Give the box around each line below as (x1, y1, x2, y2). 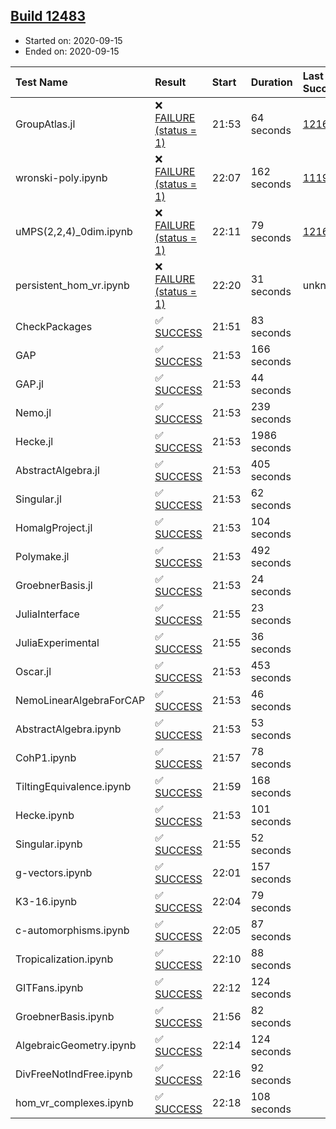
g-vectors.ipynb (15, 865, 93, 879)
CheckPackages (15, 319, 93, 333)
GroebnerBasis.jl (15, 578, 93, 592)
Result (154, 75, 187, 89)
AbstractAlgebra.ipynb (15, 722, 122, 736)
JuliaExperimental (15, 635, 100, 649)
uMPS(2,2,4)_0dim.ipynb (15, 224, 133, 238)
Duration (250, 75, 293, 89)
